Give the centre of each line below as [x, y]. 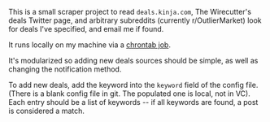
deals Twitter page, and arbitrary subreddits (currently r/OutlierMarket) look [135, 20]
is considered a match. [47, 111]
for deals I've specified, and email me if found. [86, 29]
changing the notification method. [65, 69]
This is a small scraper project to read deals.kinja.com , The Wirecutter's [130, 12]
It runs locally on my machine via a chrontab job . [89, 45]
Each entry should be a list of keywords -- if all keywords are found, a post [133, 102]
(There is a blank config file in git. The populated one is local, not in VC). [129, 94]
